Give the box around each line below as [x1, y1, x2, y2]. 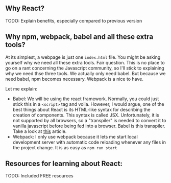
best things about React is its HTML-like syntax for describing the [12, 106, 151, 112]
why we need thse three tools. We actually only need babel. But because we [5, 70, 166, 76]
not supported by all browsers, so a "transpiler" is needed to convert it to [12, 117, 166, 123]
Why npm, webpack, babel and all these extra [5, 33, 154, 41]
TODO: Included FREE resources [5, 173, 74, 179]
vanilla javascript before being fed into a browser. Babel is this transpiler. [12, 123, 166, 129]
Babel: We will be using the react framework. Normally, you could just [12, 96, 159, 102]
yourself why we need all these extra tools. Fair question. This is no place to [5, 59, 165, 65]
